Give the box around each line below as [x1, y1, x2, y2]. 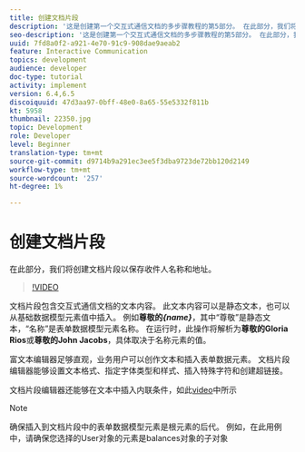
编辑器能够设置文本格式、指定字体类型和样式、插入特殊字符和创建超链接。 [9, 365, 288, 377]
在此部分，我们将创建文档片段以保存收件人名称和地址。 [9, 264, 216, 275]
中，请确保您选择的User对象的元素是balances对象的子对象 [9, 433, 229, 444]
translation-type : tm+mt [9, 148, 103, 157]
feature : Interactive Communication [9, 47, 148, 56]
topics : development [9, 55, 88, 64]
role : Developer [9, 132, 71, 141]
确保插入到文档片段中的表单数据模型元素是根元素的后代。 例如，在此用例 [9, 421, 282, 432]
